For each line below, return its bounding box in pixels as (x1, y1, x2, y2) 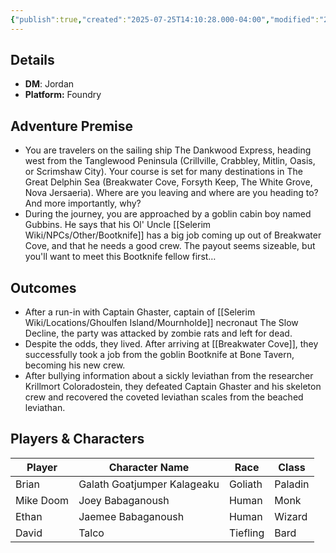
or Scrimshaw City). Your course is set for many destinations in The (24, 166, 303, 178)
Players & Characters (10, 431, 145, 448)
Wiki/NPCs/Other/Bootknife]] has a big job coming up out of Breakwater (24, 229, 322, 241)
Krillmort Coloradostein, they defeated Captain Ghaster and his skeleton (24, 381, 322, 393)
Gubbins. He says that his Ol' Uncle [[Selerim (24, 219, 212, 231)
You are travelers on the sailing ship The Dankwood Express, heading (24, 144, 312, 156)
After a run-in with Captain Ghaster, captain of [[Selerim (24, 306, 256, 318)
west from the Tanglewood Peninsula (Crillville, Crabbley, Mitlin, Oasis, (24, 155, 316, 167)
